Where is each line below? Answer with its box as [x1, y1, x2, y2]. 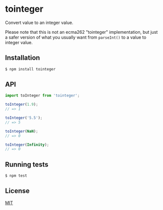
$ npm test [5, 173, 27, 178]
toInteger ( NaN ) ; [5, 129, 38, 134]
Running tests [5, 160, 49, 168]
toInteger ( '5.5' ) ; [5, 116, 43, 120]
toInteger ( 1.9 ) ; [5, 102, 38, 107]
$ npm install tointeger [5, 67, 56, 71]
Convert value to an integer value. [5, 20, 73, 25]
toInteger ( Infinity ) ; [5, 142, 49, 147]
